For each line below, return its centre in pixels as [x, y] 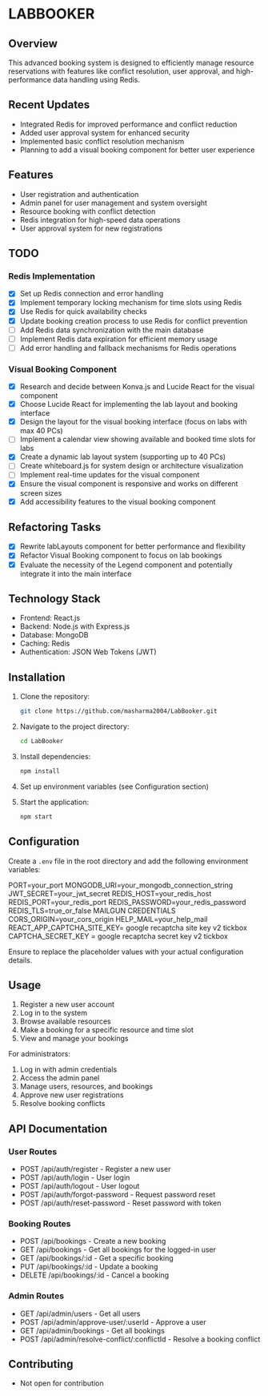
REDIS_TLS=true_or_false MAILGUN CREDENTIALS [92, 911]
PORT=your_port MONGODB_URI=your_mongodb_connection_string [121, 885]
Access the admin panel [60, 1078]
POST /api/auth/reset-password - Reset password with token [120, 1203]
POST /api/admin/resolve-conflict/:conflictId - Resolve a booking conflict [140, 1339]
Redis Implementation [52, 276]
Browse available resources [65, 1021]
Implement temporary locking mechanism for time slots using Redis [131, 303]
